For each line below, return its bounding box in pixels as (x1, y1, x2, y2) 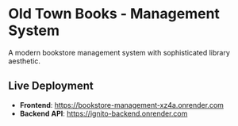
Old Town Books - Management (8, 5, 221, 23)
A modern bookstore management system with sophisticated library (8, 48, 230, 57)
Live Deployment (8, 79, 94, 93)
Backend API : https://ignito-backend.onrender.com (19, 109, 188, 118)
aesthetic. (8, 56, 41, 66)
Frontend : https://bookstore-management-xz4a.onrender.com (19, 100, 225, 109)
